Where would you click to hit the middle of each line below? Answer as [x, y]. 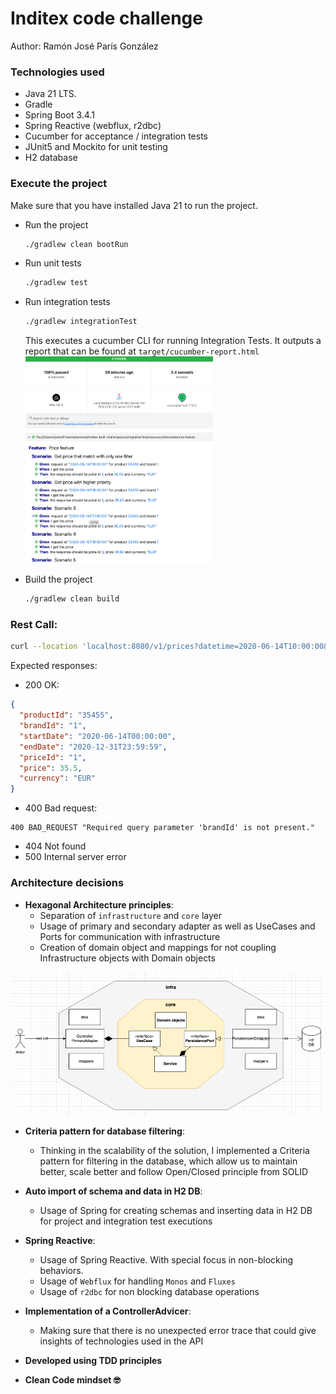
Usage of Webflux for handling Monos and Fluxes [137, 1281]
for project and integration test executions [126, 1221]
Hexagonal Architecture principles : [99, 904]
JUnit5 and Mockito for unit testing [96, 147]
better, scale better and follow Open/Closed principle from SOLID [174, 1171]
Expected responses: [54, 666]
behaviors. [61, 1270]
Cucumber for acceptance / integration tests [116, 136]
